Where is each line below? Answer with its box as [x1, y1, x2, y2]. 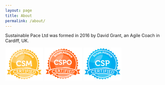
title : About [5, 13, 32, 18]
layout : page [5, 8, 32, 13]
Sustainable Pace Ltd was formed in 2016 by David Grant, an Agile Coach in [5, 33, 160, 39]
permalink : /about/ [5, 18, 46, 23]
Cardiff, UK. [5, 38, 29, 44]
